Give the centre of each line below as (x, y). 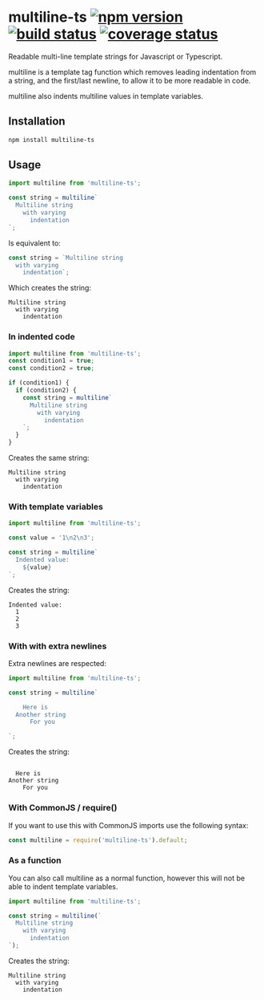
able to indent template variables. (63, 886)
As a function (35, 860)
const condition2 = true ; (51, 368)
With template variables (56, 507)
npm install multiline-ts (51, 140)
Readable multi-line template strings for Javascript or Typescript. (116, 56)
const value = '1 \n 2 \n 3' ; (51, 538)
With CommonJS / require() (63, 808)
